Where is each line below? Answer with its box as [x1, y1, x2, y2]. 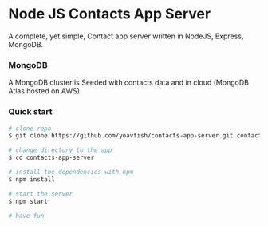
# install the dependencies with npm [8, 169, 134, 176]
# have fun [8, 212, 45, 220]
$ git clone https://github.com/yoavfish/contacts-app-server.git [8, 132, 234, 140]
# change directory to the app [8, 146, 112, 154]
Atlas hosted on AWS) [8, 86, 81, 96]
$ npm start [8, 197, 48, 205]
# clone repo [8, 125, 52, 133]
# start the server [8, 189, 73, 198]
